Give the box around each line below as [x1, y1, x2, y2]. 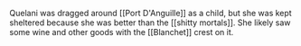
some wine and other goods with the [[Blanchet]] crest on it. [9, 27, 234, 37]
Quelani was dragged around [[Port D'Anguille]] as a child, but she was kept [9, 8, 292, 18]
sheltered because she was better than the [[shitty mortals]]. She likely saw [9, 17, 291, 28]
